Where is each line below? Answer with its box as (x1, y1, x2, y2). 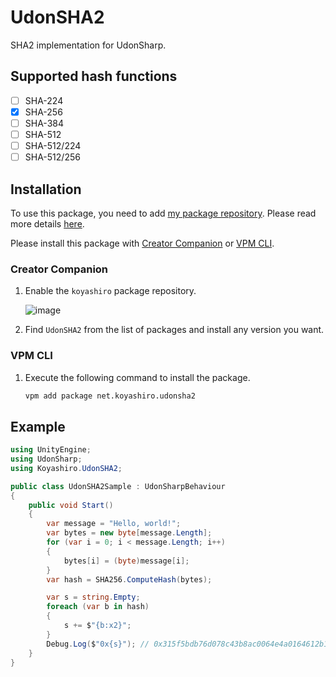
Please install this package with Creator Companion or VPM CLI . (10, 237, 275, 249)
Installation (10, 181, 82, 198)
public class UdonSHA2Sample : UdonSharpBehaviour (10, 481, 226, 491)
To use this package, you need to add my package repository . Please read (10, 207, 317, 219)
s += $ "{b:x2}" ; (63, 621, 132, 631)
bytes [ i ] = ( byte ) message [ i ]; (63, 556, 190, 566)
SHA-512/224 (24, 140, 82, 151)
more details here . (10, 217, 85, 230)
